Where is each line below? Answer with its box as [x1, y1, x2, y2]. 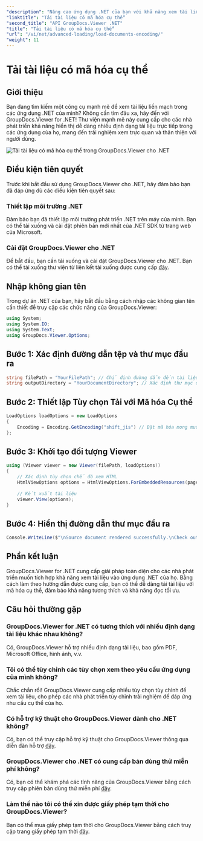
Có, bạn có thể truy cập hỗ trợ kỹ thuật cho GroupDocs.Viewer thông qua [6, 736, 189, 743]
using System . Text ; [6, 326, 56, 333]
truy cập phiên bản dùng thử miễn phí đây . [6, 785, 112, 792]
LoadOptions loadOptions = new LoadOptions [6, 413, 118, 419]
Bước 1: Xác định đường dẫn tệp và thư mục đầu [6, 349, 188, 360]
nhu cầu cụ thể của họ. [6, 699, 63, 706]
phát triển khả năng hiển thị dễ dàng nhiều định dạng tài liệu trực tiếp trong [6, 122, 193, 129]
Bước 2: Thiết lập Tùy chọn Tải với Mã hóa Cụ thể [6, 397, 193, 407]
